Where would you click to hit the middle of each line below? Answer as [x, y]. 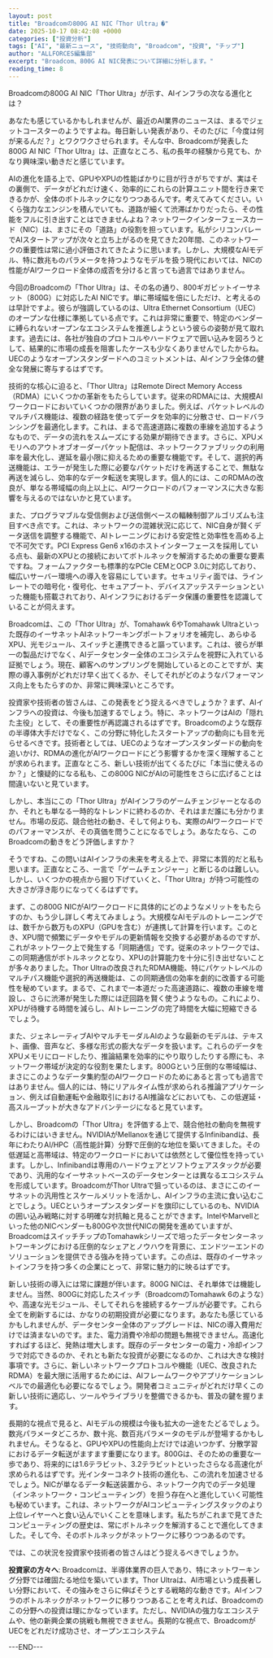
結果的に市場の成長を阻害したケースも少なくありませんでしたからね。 [146, 348]
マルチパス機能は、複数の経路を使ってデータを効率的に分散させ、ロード [129, 417]
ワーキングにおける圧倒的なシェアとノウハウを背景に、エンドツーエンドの [139, 1246]
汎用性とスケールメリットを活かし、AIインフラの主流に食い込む [150, 1195]
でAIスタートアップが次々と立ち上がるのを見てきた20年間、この [116, 239]
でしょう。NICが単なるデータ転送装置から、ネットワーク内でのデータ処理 [132, 1484]
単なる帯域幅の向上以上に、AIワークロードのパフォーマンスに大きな [143, 487]
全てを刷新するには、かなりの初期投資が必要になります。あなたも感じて [129, 1314]
